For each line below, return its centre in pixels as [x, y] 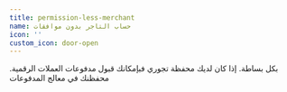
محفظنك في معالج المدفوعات [60, 78]
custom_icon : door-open [54, 43]
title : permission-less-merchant [72, 18]
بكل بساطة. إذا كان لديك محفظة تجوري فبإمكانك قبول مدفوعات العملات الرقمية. [144, 69]
